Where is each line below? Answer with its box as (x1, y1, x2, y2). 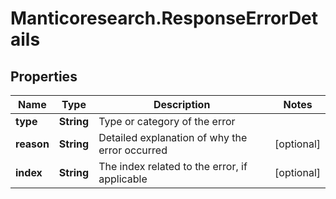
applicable (98, 172, 148, 186)
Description (153, 98, 211, 111)
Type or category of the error (98, 115, 236, 128)
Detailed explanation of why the (98, 131, 248, 144)
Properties (10, 68, 78, 85)
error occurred (98, 143, 168, 157)
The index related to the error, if (98, 160, 248, 173)
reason (15, 137, 50, 151)
